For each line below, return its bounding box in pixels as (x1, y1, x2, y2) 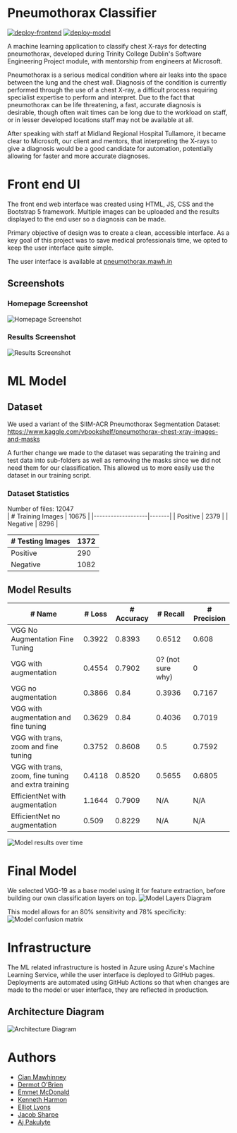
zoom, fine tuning (11, 770, 69, 780)
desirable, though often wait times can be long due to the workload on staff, (7, 108, 228, 116)
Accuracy (115, 613, 150, 623)
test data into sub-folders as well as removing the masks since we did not (7, 456, 221, 464)
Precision (193, 613, 226, 623)
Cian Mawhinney (17, 1072, 67, 1081)
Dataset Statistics (7, 488, 70, 498)
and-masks (7, 435, 40, 443)
